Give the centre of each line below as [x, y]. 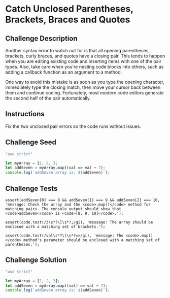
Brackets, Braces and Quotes [68, 20]
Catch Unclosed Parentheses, [69, 9]
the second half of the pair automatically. [48, 98]
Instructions [25, 114]
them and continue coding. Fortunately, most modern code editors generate [84, 93]
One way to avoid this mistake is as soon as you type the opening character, [85, 82]
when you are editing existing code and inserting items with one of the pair [83, 61]
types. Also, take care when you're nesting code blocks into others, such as [84, 67]
